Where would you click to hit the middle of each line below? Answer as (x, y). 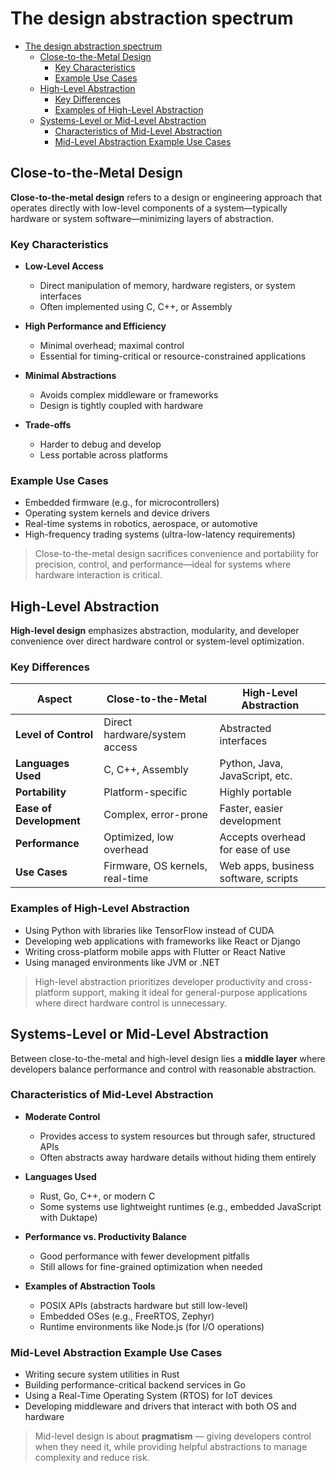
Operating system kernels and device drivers (117, 513)
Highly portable (255, 792)
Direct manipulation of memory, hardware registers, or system (167, 286)
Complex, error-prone (155, 815)
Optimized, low (138, 837)
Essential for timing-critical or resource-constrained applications (173, 356)
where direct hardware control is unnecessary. (130, 1003)
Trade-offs (48, 425)
